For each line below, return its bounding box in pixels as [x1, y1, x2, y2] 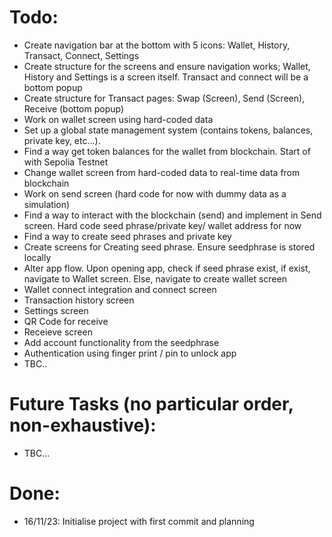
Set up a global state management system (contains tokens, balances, [23, 124, 314, 136]
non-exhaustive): [9, 414, 157, 437]
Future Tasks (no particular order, [9, 393, 294, 416]
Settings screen [23, 304, 89, 316]
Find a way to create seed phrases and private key [23, 230, 232, 242]
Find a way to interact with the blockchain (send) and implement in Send [23, 209, 322, 221]
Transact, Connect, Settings [23, 49, 140, 61]
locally [23, 251, 52, 263]
